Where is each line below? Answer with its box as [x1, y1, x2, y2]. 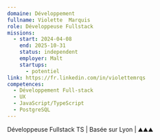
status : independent [19, 49, 78, 56]
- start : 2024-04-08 [13, 36, 72, 43]
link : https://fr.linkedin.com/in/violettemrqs [7, 74, 146, 81]
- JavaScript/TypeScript [13, 100, 84, 107]
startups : [19, 61, 48, 68]
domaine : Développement [7, 10, 76, 17]
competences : [7, 81, 45, 88]
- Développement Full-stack [13, 87, 94, 94]
